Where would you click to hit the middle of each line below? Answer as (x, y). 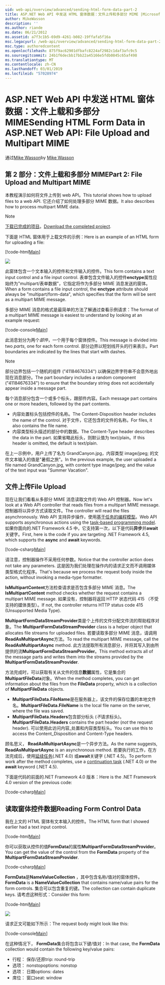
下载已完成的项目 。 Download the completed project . (58, 226)
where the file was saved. (38, 711)
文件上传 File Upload (36, 487)
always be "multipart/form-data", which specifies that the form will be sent (81, 294)
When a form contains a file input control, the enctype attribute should (77, 289)
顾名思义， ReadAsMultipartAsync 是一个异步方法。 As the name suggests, (81, 744)
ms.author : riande (24, 28)
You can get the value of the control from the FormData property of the (77, 852)
